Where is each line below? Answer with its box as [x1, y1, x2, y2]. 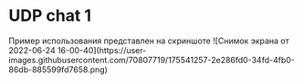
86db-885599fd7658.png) [8, 64, 109, 75]
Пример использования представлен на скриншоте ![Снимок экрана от [8, 35, 289, 46]
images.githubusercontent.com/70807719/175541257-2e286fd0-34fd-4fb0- [8, 54, 296, 65]
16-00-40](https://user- [57, 44, 147, 55]
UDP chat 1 [8, 5, 92, 26]
